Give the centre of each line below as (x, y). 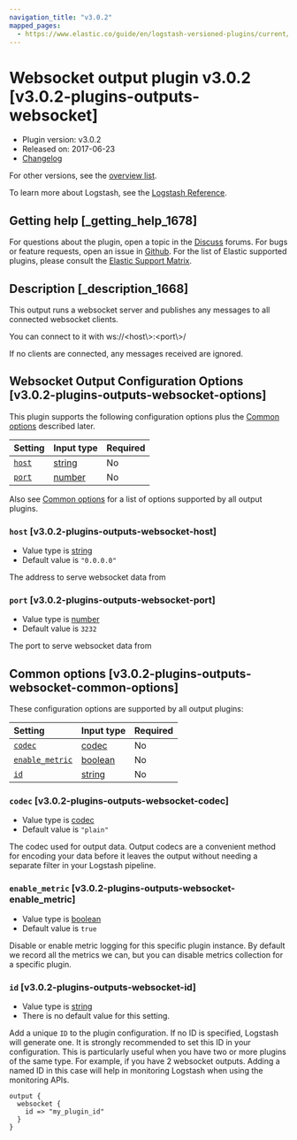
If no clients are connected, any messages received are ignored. (126, 353)
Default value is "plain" (65, 829)
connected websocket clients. (64, 319)
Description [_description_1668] (99, 289)
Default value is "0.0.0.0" (69, 560)
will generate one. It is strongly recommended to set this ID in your (130, 1043)
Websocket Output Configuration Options (126, 381)
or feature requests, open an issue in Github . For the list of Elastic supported (148, 251)
